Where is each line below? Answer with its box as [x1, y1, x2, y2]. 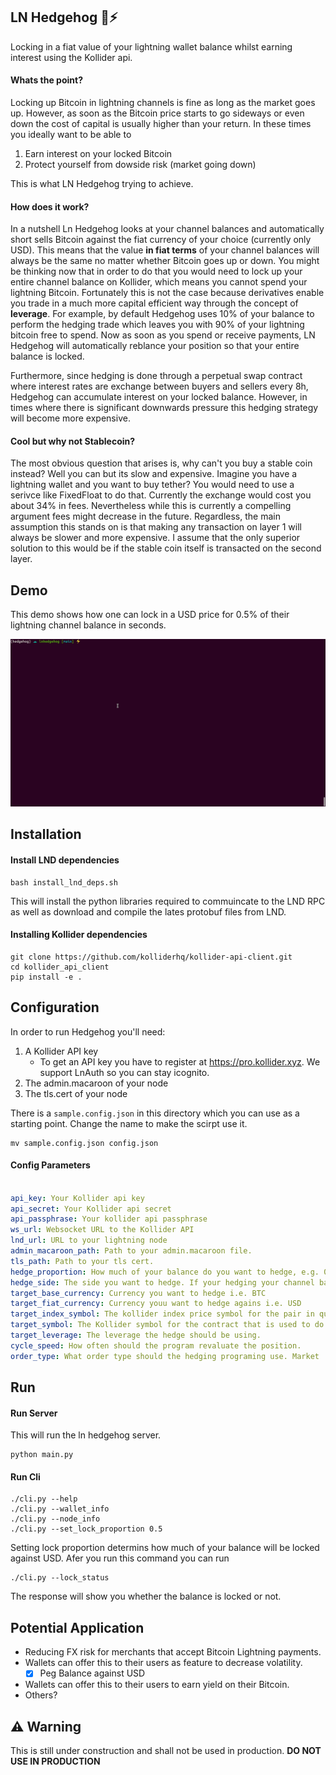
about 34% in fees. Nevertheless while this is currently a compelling [10, 500, 292, 512]
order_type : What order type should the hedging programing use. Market [10, 1351, 320, 1361]
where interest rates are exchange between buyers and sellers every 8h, [10, 380, 309, 393]
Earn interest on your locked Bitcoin [24, 148, 173, 160]
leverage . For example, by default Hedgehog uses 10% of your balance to [10, 308, 315, 320]
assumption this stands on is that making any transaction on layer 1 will [10, 521, 302, 533]
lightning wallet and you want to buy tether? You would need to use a [10, 479, 295, 491]
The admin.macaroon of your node [24, 1077, 169, 1089]
